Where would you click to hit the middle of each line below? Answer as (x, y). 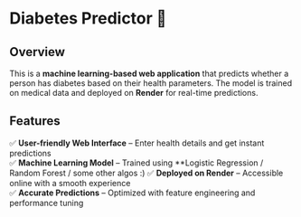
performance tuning (47, 203)
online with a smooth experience (70, 183)
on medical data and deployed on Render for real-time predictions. (134, 93)
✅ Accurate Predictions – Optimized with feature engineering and (132, 193)
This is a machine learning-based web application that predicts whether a (149, 73)
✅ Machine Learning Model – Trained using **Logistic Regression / (136, 163)
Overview (38, 52)
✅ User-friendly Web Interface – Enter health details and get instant (137, 143)
